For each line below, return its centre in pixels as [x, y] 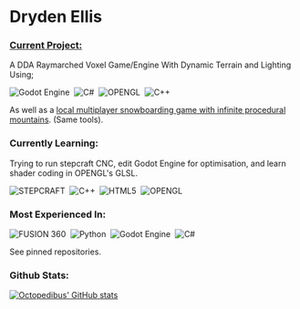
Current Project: [46, 46]
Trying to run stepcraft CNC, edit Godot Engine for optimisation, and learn [148, 163]
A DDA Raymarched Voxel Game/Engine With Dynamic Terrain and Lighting [150, 65]
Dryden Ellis [56, 17]
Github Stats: [40, 275]
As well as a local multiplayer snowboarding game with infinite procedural [148, 110]
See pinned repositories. [56, 252]
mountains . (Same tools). [57, 119]
